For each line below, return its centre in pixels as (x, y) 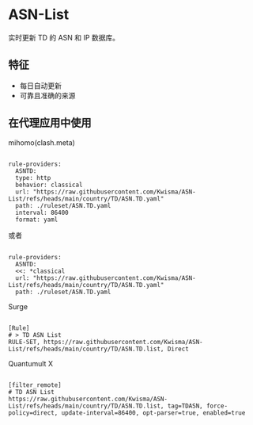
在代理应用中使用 (50, 123)
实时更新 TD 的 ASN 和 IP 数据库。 (64, 37)
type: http (33, 178)
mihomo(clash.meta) (42, 142)
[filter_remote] (35, 385)
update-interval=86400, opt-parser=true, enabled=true (153, 413)
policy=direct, (33, 413)
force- (217, 406)
